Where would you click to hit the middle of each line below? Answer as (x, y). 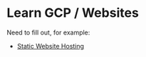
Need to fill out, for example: (48, 32)
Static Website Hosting (51, 46)
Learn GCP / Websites (73, 13)
